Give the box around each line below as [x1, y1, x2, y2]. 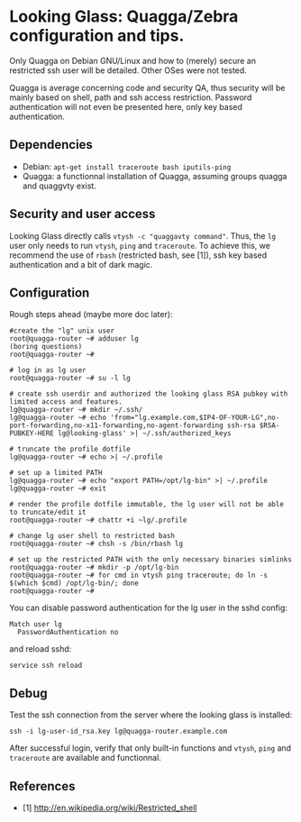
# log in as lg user [9, 366, 87, 375]
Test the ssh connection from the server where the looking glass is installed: [9, 709, 293, 720]
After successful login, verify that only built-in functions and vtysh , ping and [9, 743, 291, 753]
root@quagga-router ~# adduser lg [9, 334, 140, 343]
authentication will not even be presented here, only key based [9, 101, 243, 112]
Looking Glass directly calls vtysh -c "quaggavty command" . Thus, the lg [9, 230, 277, 241]
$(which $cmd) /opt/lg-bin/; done [9, 579, 140, 588]
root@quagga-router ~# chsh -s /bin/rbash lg [9, 539, 183, 549]
